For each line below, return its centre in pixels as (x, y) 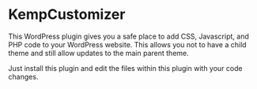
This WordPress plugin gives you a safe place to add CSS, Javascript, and (128, 36)
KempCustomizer (67, 15)
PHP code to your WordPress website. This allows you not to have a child (127, 44)
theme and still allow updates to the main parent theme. (98, 53)
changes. (23, 76)
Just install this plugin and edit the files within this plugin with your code (125, 68)
